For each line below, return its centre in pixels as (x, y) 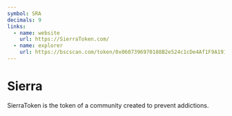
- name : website (37, 33)
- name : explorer (38, 46)
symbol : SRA (24, 13)
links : (17, 26)
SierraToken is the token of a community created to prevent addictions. (108, 105)
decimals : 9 (24, 20)
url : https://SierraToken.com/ (65, 39)
